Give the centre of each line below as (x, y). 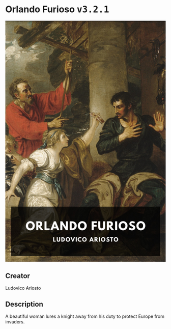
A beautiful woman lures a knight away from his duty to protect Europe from (85, 316)
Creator (18, 276)
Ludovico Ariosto (23, 288)
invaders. (15, 322)
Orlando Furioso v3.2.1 (57, 9)
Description (24, 304)
